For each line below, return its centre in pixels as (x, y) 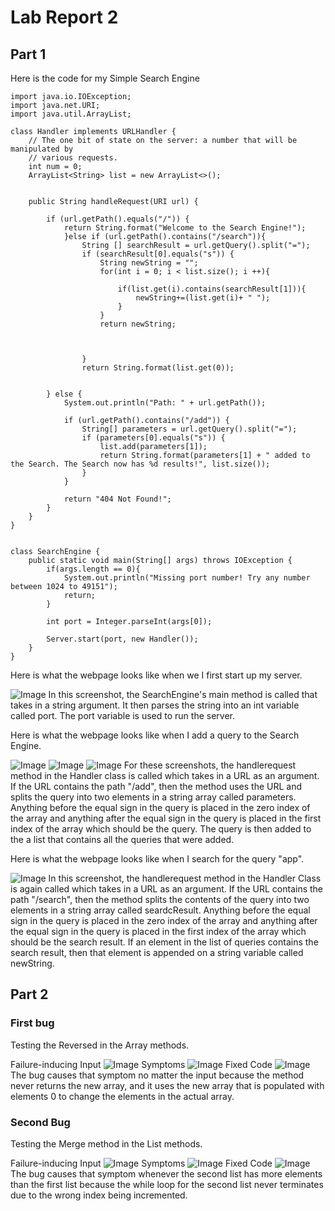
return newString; (138, 324)
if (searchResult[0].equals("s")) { (158, 254)
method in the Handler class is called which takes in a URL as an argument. (165, 775)
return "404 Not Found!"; (117, 499)
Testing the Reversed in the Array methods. (100, 1045)
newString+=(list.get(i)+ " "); (203, 298)
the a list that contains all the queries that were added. (122, 839)
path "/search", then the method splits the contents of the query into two (160, 899)
